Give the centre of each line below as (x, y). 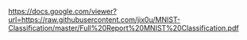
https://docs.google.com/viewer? (63, 11)
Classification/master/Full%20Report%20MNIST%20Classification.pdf (124, 28)
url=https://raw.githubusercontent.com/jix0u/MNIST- (95, 20)
